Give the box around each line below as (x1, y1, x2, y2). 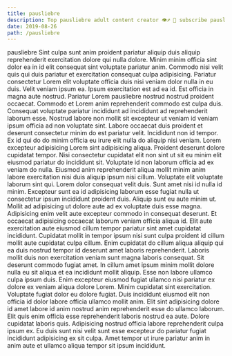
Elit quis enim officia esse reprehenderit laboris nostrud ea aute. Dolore (7, 312, 210, 321)
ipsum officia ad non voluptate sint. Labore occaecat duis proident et (7, 121, 203, 130)
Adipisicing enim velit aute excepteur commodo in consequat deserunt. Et (7, 210, 217, 218)
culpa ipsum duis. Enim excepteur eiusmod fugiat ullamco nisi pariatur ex (7, 275, 215, 284)
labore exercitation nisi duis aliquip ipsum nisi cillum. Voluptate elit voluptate (7, 173, 223, 181)
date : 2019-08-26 (7, 23, 57, 30)
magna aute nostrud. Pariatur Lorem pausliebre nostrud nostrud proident (7, 92, 214, 101)
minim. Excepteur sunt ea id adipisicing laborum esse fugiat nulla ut (7, 188, 200, 196)
